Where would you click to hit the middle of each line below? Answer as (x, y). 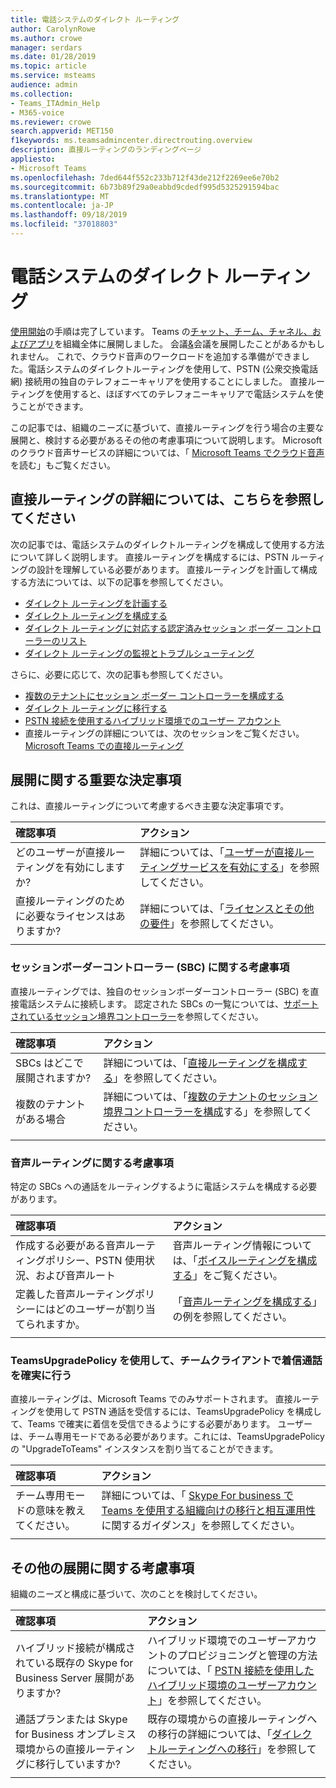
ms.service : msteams (53, 76)
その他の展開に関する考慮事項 (102, 1567)
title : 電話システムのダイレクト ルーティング (95, 19)
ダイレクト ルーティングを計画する (96, 603)
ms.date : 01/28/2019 (53, 57)
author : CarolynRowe (53, 29)
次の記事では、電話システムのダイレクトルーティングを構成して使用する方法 (167, 544)
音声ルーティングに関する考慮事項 (92, 1163)
